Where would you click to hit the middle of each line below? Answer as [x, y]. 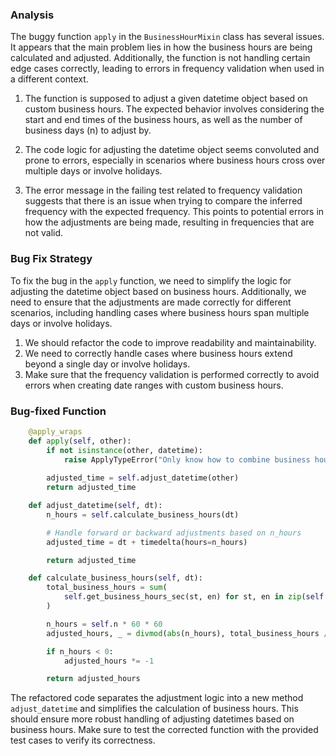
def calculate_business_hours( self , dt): [115, 578]
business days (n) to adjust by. [88, 130]
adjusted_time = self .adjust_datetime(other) [143, 478]
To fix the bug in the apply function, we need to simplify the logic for [151, 280]
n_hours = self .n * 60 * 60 [104, 624]
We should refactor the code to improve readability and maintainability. [170, 342]
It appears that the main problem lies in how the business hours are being [161, 47]
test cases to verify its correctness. [83, 740]
